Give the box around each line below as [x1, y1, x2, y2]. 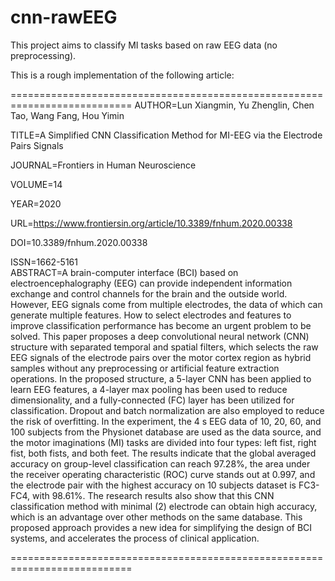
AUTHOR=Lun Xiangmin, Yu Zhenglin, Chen [134, 99, 315, 111]
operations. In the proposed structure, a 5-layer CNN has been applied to [10, 372, 312, 385]
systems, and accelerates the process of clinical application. [10, 532, 260, 544]
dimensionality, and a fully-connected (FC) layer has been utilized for [10, 394, 295, 406]
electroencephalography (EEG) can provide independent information [10, 277, 293, 289]
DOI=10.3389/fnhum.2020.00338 [10, 236, 148, 248]
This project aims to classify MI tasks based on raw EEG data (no [10, 39, 278, 51]
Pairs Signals [10, 139, 64, 151]
